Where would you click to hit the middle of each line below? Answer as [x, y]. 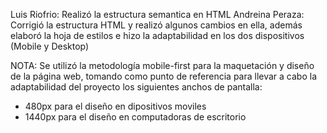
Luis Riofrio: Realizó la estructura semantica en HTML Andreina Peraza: [157, 14]
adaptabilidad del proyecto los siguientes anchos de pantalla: [136, 87]
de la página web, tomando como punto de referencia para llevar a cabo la [164, 76]
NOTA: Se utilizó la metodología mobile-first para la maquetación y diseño [162, 65]
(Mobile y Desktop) [50, 46]
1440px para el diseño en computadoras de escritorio [135, 117]
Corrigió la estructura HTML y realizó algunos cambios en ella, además [156, 25]
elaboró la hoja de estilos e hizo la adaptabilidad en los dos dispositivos [157, 35]
